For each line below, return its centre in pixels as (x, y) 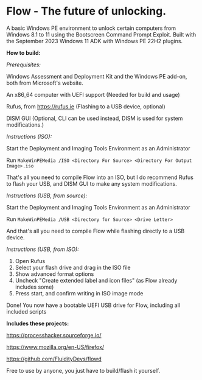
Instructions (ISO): (29, 136)
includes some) (34, 287)
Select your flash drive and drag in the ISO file (73, 267)
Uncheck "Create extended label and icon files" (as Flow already (96, 280)
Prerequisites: (24, 65)
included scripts (26, 311)
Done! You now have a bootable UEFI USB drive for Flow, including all (93, 305)
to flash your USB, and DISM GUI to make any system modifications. (92, 183)
